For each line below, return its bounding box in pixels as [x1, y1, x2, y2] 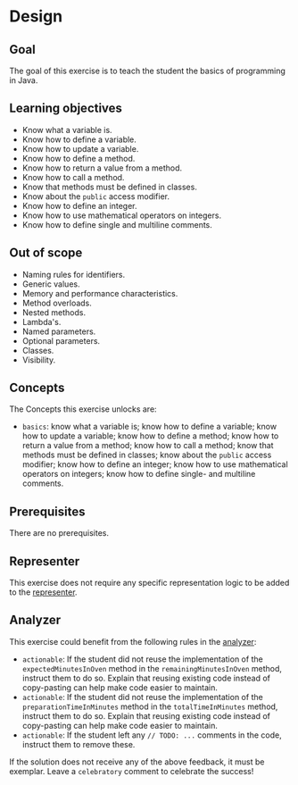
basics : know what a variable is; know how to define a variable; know [21, 422, 277, 432]
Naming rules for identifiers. [21, 269, 126, 280]
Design [9, 6, 63, 27]
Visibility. [21, 355, 56, 365]
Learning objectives [9, 101, 123, 116]
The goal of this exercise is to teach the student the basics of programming [9, 65, 286, 76]
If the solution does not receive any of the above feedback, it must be [9, 756, 265, 767]
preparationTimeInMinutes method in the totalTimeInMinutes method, [21, 701, 278, 712]
